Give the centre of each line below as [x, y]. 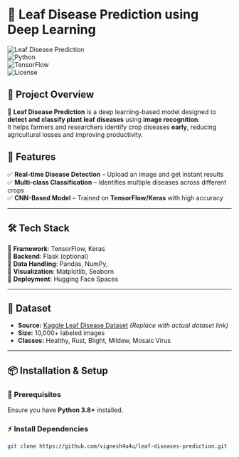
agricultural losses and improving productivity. [75, 134]
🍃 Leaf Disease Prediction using [103, 15]
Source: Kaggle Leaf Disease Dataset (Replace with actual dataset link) [123, 325]
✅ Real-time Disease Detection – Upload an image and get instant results [116, 174]
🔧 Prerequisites [34, 394]
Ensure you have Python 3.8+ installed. [65, 410]
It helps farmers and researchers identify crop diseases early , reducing [112, 127]
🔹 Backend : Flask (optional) [48, 257]
